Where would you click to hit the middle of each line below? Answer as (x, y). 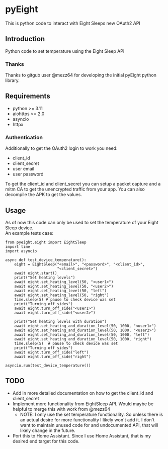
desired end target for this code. (46, 441)
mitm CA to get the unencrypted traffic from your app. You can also (75, 189)
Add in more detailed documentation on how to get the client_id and (83, 393)
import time (18, 247)
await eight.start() (36, 273)
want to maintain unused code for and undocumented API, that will (89, 425)
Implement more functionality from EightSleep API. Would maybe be (83, 404)
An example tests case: (29, 233)
